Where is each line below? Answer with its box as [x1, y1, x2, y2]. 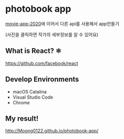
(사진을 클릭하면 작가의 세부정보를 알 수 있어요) [5, 31, 98, 37]
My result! [5, 114, 39, 123]
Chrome [12, 99, 30, 105]
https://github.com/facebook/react [5, 60, 78, 66]
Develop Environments [5, 75, 79, 84]
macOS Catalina [12, 88, 47, 95]
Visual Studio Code [12, 94, 54, 100]
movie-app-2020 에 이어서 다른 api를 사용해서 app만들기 [5, 20, 119, 27]
